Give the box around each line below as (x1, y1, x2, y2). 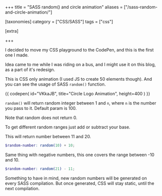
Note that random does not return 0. (5, 115, 78, 121)
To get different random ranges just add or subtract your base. (5, 124, 130, 130)
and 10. (5, 157, 19, 162)
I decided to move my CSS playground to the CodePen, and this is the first (5, 47, 154, 53)
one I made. (5, 52, 29, 58)
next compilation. (5, 185, 40, 191)
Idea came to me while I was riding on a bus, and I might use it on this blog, (5, 62, 156, 67)
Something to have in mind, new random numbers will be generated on (5, 175, 147, 181)
